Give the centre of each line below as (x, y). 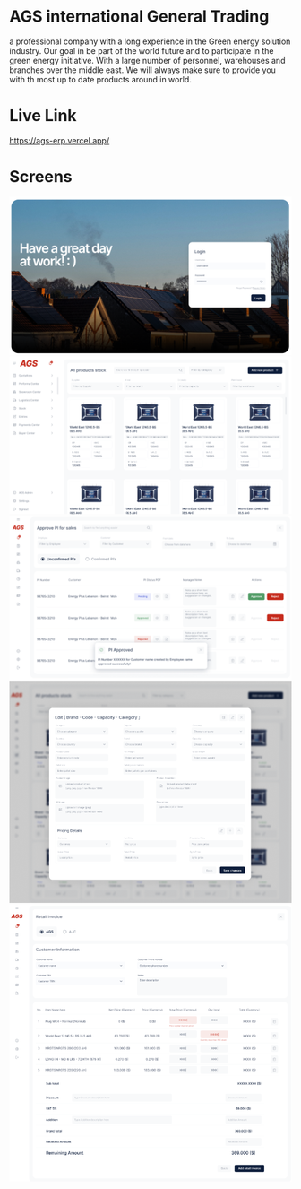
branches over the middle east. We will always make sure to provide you (142, 70)
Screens (41, 177)
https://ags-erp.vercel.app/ (60, 140)
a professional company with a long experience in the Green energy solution (150, 41)
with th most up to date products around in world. (101, 79)
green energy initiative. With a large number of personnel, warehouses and (147, 60)
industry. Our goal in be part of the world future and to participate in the (142, 50)
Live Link (43, 116)
